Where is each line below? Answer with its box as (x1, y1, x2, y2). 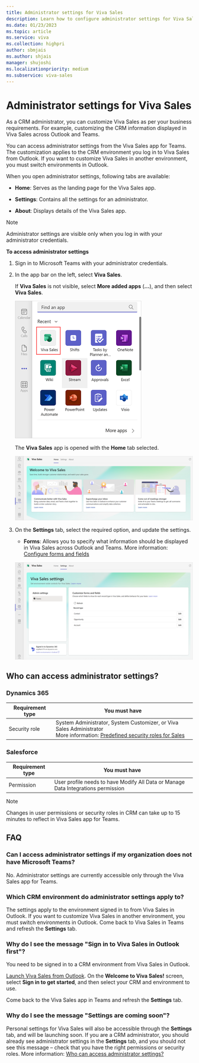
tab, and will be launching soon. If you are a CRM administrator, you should (6, 1031, 189, 1038)
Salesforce (6, 748, 38, 756)
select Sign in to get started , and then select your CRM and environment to (6, 979, 190, 986)
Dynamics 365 (6, 689, 49, 697)
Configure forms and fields (23, 550, 90, 557)
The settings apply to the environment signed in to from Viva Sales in (6, 906, 175, 913)
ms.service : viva (6, 34, 49, 41)
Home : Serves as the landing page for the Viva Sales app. (14, 184, 156, 191)
